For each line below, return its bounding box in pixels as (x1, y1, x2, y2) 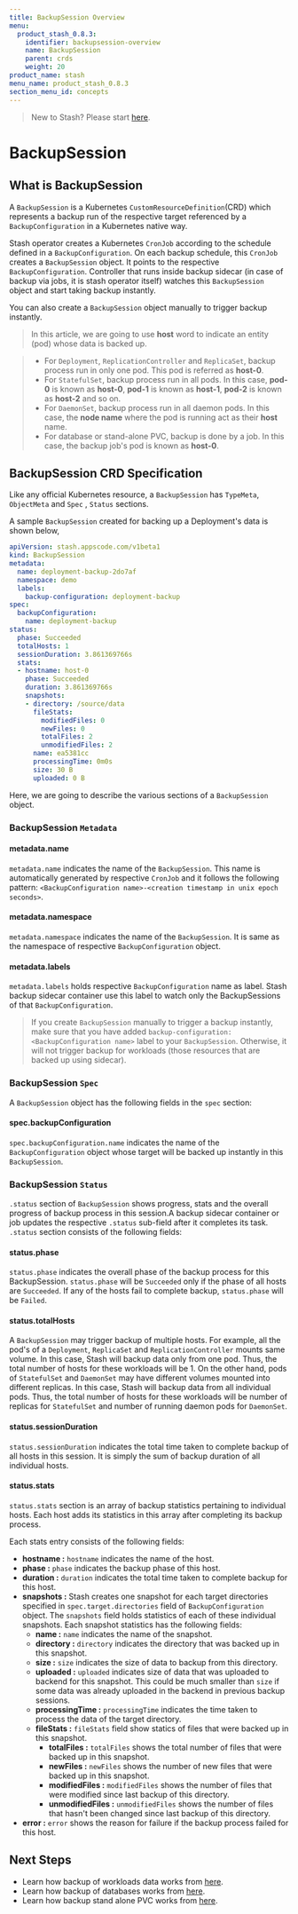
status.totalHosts (9, 1315, 75, 1325)
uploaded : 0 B (32, 773, 86, 782)
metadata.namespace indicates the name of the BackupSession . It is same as (9, 931, 280, 942)
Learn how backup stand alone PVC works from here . (21, 1894, 219, 1905)
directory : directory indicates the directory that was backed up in (35, 1638, 280, 1649)
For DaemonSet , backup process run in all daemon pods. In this (43, 402, 271, 413)
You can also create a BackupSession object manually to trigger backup (9, 302, 268, 312)
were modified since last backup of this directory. (48, 1789, 230, 1799)
